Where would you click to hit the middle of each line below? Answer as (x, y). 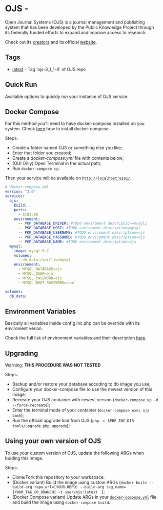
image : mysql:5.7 (31, 251)
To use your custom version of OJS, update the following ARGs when (74, 453)
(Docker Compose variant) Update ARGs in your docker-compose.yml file (84, 497)
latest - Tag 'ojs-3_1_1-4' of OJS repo (49, 69)
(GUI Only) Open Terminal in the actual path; (57, 163)
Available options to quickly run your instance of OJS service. (67, 97)
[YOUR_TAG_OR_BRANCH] (34, 492)
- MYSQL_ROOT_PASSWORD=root (47, 283)
